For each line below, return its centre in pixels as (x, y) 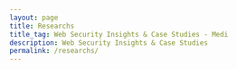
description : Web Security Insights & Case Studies (109, 43)
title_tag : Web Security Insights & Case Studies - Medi (119, 34)
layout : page (34, 17)
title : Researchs (42, 26)
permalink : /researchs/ (54, 51)
